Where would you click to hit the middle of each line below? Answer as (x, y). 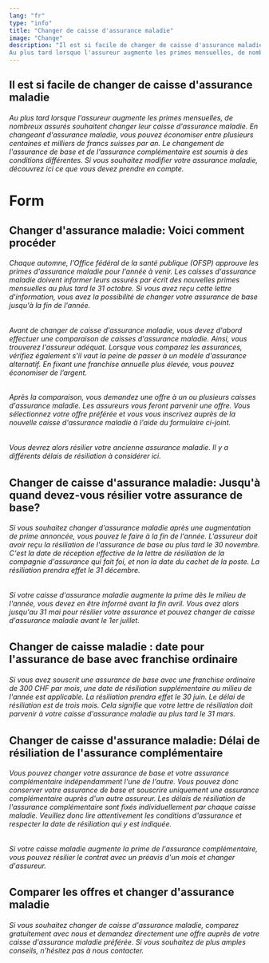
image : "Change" (36, 38)
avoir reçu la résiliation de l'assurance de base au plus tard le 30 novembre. (134, 545)
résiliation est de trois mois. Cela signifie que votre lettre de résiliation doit (131, 705)
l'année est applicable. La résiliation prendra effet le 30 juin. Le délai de (127, 697)
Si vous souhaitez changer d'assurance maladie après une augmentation (130, 528)
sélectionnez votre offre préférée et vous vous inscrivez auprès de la (123, 414)
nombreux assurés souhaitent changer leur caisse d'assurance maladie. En (134, 126)
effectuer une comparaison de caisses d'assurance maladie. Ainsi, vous (128, 338)
